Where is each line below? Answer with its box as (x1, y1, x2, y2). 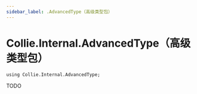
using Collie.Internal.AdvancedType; (6, 71, 101, 78)
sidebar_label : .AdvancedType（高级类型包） (6, 8, 113, 15)
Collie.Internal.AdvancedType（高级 (6, 37, 191, 50)
